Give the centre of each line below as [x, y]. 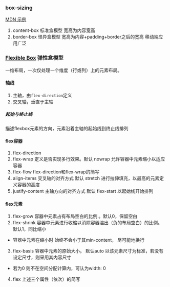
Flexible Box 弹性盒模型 [35, 58]
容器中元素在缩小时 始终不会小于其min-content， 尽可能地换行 [79, 240]
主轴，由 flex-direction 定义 [42, 95]
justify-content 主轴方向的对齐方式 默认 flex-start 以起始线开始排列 [83, 191]
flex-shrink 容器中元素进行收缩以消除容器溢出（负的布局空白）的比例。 [88, 223]
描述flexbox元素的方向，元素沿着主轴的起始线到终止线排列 [67, 128]
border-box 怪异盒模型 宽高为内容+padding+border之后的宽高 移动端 [86, 37]
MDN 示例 [16, 20]
